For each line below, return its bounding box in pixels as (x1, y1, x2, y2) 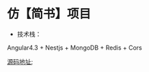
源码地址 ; (7, 57, 33, 65)
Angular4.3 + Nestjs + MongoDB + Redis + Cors (7, 43, 142, 52)
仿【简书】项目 (7, 6, 92, 22)
